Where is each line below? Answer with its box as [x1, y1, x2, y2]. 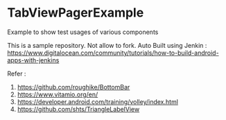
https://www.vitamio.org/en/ [17, 90, 98, 98]
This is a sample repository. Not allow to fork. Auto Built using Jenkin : [7, 41, 207, 49]
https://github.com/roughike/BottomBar [17, 83, 130, 91]
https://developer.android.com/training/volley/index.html [17, 97, 179, 105]
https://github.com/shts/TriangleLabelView [17, 105, 140, 113]
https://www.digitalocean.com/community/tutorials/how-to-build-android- [7, 49, 220, 57]
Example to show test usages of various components [7, 28, 159, 36]
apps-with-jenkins [7, 55, 60, 64]
